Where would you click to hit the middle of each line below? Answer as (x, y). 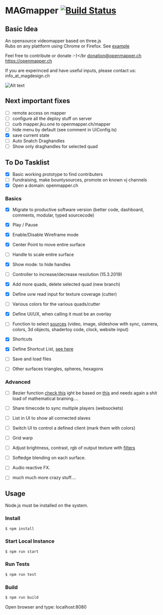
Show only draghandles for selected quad (55, 147)
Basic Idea (22, 29)
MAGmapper (32, 11)
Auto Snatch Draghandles (39, 141)
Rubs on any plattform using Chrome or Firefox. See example (67, 46)
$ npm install (20, 529)
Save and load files (32, 359)
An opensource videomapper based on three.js (53, 41)
